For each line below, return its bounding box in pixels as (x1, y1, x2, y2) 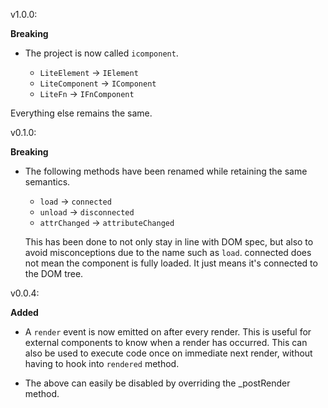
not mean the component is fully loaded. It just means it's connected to (24, 257, 318, 269)
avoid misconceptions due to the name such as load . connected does (24, 247, 312, 258)
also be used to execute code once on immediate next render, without (24, 347, 313, 359)
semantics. (24, 176, 71, 188)
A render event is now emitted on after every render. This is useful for (24, 326, 312, 338)
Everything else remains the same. (10, 107, 153, 119)
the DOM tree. (24, 268, 84, 279)
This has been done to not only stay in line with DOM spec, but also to (24, 236, 314, 248)
